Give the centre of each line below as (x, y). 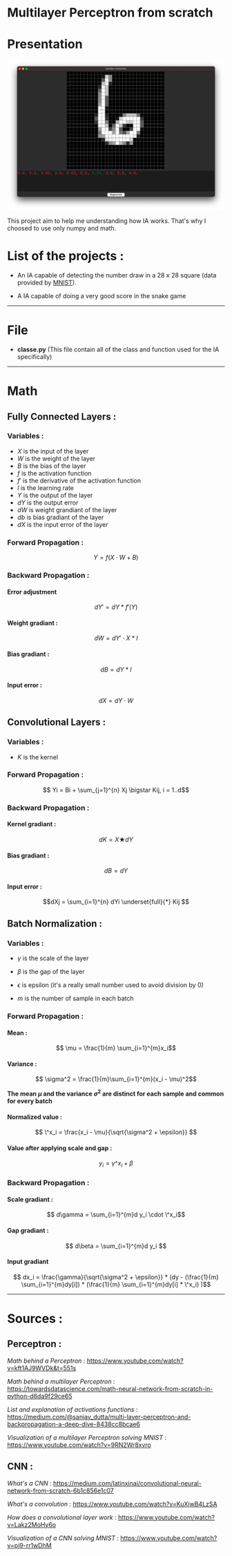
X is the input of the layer (53, 451)
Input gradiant (28, 1262)
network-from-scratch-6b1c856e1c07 (60, 1490)
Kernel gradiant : (32, 824)
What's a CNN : (29, 1483)
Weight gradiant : (33, 623)
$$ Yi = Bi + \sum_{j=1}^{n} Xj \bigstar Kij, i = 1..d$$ (116, 790)
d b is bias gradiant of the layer (60, 517)
